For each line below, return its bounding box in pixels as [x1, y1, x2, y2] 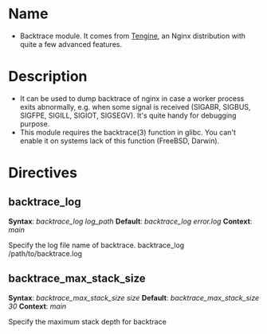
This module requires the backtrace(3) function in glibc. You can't [19, 127, 237, 137]
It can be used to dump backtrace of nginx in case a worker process [19, 93, 245, 103]
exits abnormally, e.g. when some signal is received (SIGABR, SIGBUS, [19, 102, 251, 111]
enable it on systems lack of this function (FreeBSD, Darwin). [19, 136, 220, 146]
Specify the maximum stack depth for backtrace [8, 317, 167, 326]
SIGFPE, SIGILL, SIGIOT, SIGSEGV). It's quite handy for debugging [19, 111, 237, 120]
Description [8, 68, 88, 86]
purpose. [19, 118, 50, 128]
